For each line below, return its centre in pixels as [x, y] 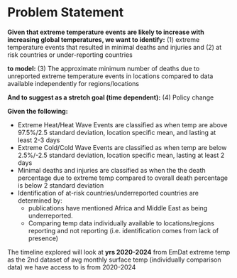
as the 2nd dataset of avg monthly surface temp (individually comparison [114, 260]
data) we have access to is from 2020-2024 [72, 267]
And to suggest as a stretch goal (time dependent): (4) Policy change [111, 97]
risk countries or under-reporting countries [70, 55]
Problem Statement [66, 12]
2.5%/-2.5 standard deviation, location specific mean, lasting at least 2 [121, 155]
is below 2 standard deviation [61, 185]
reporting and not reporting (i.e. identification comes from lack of [123, 230]
